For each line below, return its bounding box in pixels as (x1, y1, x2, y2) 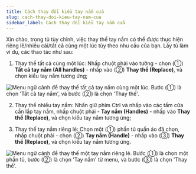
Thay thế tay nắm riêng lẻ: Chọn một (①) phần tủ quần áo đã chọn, (14, 125, 180, 133)
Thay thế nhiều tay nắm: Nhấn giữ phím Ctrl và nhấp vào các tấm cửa (14, 102, 184, 109)
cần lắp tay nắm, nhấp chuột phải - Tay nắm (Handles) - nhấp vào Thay (14, 108, 191, 115)
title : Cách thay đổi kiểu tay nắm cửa (6, 8, 104, 15)
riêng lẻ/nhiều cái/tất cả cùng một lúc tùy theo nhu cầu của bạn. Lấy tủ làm (6, 42, 189, 49)
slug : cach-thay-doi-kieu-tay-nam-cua (6, 14, 102, 20)
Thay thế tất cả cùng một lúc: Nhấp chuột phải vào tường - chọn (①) (14, 60, 184, 67)
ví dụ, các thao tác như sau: (6, 49, 74, 56)
